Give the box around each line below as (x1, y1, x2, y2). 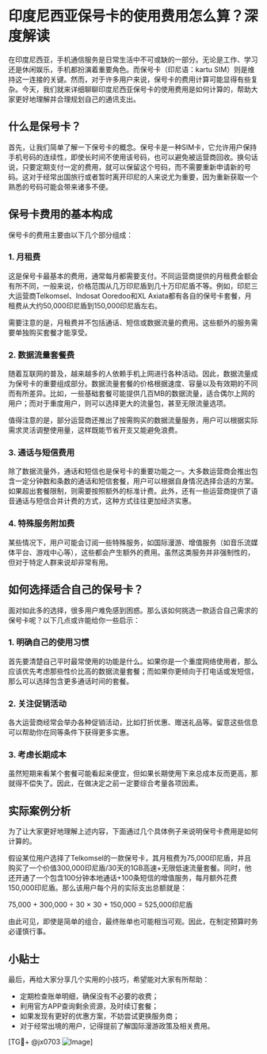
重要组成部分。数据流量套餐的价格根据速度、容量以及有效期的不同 (42, 379, 258, 388)
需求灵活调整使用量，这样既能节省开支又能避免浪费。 (8, 426, 182, 435)
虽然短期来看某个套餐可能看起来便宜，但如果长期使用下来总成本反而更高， (8, 769, 251, 778)
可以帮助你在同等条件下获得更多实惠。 (8, 727, 133, 737)
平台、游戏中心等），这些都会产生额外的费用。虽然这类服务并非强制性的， (14, 548, 255, 557)
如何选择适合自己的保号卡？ (8, 583, 144, 597)
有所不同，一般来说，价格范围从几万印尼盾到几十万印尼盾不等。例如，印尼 (8, 281, 251, 290)
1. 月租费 (8, 251, 41, 262)
